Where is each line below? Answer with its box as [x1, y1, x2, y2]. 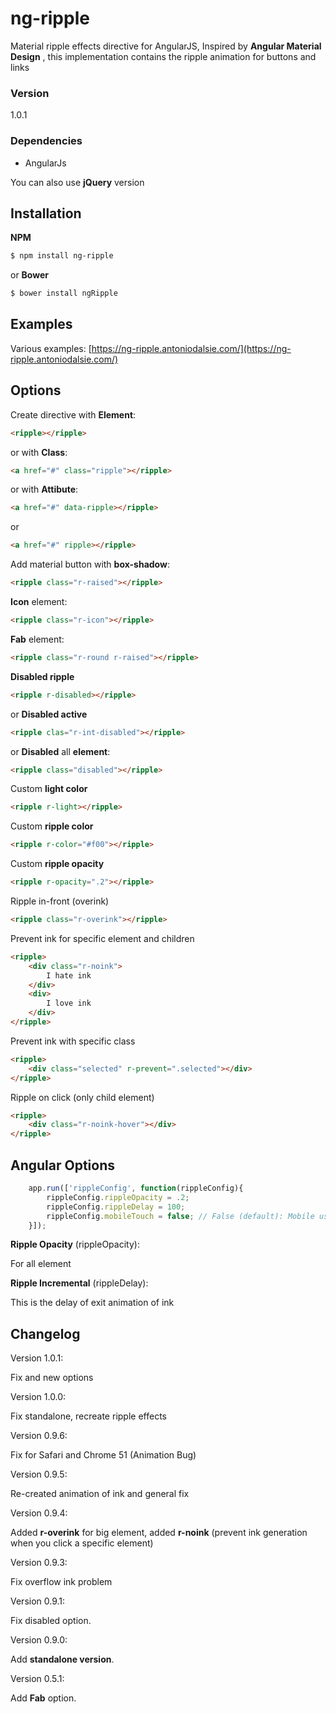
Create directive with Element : [10, 408, 137, 421]
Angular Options [10, 1157, 116, 1174]
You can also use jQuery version [10, 176, 145, 188]
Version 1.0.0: [10, 1391, 67, 1403]
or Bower [10, 269, 50, 281]
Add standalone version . [10, 1653, 115, 1666]
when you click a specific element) [10, 1537, 154, 1549]
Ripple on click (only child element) [10, 1091, 155, 1103]
